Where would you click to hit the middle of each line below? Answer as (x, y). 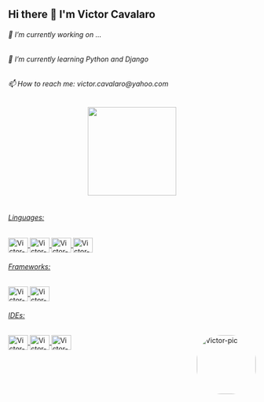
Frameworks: (29, 266)
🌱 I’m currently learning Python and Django (79, 59)
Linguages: (26, 218)
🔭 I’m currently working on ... (55, 34)
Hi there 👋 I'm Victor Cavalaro (82, 15)
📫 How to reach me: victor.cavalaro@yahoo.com (88, 84)
